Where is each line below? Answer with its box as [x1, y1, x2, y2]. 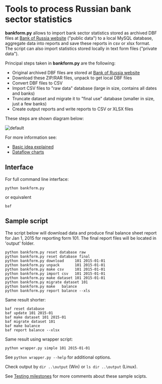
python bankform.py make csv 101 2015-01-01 [5, 267, 106, 272]
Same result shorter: [5, 297, 46, 302]
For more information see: [5, 134, 57, 140]
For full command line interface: [5, 176, 69, 182]
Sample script [5, 217, 48, 225]
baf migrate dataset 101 [5, 319, 55, 324]
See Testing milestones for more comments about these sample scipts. [5, 373, 147, 379]
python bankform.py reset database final [5, 254, 90, 259]
